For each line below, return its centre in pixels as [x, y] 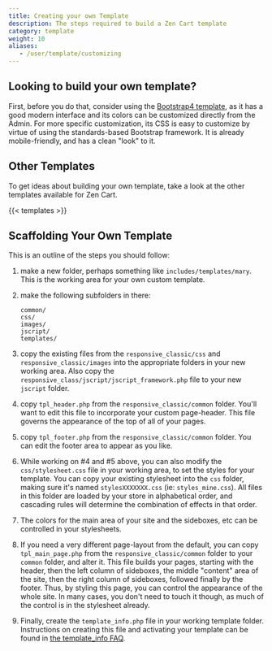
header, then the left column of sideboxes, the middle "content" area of [139, 571]
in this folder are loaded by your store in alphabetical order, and [126, 496]
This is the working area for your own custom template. [112, 280]
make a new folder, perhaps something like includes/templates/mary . [136, 271]
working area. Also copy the [67, 371]
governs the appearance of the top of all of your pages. [113, 421]
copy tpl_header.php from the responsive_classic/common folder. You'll [138, 404]
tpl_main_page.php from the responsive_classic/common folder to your [136, 553]
